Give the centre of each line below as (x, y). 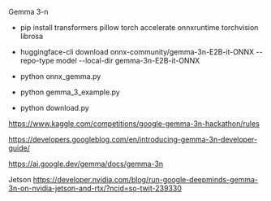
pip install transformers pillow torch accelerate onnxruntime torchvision (139, 27)
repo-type (37, 61)
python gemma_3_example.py (70, 92)
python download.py (54, 108)
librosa (31, 36)
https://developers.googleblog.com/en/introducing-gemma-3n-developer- (133, 139)
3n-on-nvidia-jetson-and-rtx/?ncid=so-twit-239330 (95, 188)
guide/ (19, 148)
